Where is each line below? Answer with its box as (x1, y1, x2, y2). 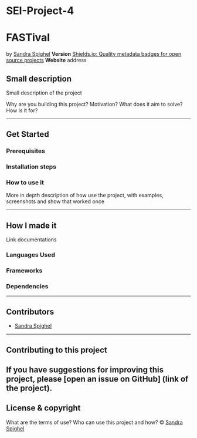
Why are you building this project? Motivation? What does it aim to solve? (6, 100, 183, 107)
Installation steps (6, 163, 57, 171)
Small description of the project (6, 89, 82, 96)
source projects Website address (6, 57, 87, 64)
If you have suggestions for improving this (6, 365, 164, 375)
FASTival (6, 31, 50, 45)
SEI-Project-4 (6, 4, 74, 18)
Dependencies (6, 282, 49, 291)
